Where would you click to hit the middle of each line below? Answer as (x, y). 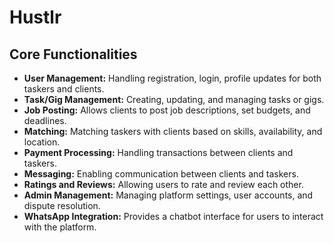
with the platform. (60, 227)
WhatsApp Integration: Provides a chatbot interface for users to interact (173, 216)
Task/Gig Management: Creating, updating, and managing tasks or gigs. (174, 99)
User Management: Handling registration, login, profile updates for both (172, 78)
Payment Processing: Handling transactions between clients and (158, 152)
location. (42, 142)
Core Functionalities (73, 54)
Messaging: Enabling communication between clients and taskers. (161, 174)
